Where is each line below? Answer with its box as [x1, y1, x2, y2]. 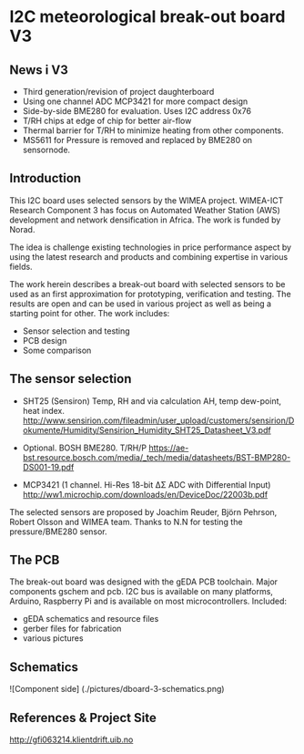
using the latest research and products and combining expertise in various [9, 251, 289, 262]
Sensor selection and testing [22, 325, 130, 336]
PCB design [22, 335, 67, 346]
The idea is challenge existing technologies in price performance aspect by [9, 242, 292, 253]
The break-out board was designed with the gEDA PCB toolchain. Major [9, 576, 279, 587]
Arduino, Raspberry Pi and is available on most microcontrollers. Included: [9, 595, 288, 607]
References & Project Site [9, 709, 157, 726]
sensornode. [22, 144, 71, 155]
